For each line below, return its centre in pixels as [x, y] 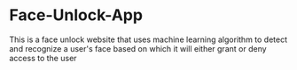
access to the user [43, 58]
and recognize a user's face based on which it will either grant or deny [138, 48]
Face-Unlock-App [76, 15]
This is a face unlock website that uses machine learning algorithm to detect [148, 39]
